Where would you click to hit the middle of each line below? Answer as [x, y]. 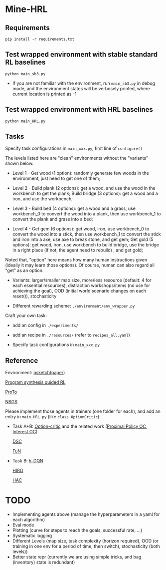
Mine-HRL [27, 9]
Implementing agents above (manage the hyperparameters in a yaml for [86, 514]
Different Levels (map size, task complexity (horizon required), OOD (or [85, 541]
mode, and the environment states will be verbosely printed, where [81, 88]
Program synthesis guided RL [35, 382]
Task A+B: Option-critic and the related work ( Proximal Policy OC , [80, 426]
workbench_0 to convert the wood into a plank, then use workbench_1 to [86, 214]
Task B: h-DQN [28, 461]
